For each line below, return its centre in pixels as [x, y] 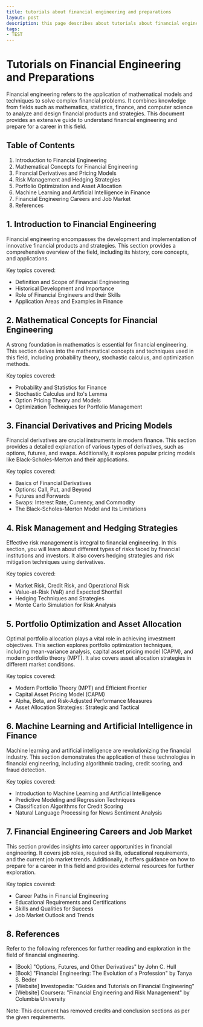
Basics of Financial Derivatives [53, 483]
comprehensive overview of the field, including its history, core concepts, [98, 252]
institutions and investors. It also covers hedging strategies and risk [90, 555]
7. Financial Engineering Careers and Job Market [99, 832]
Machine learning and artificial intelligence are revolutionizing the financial [99, 750]
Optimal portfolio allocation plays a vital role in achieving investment [91, 639]
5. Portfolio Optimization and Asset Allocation [94, 624]
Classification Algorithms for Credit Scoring [69, 806]
